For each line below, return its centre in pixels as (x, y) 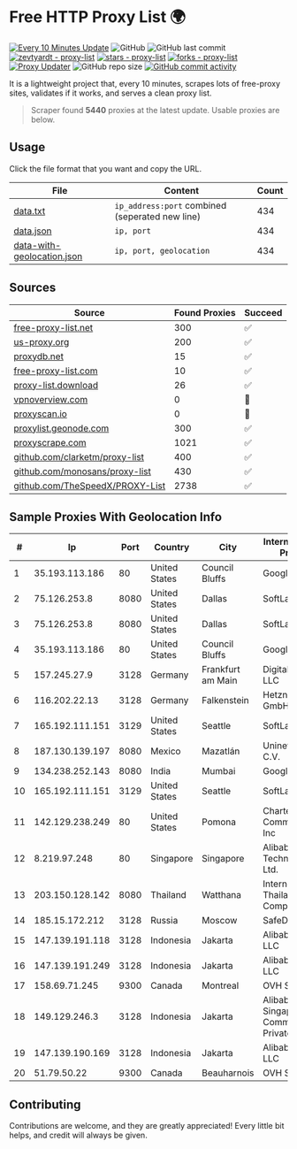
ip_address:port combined (171, 205)
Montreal (221, 985)
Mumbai (219, 771)
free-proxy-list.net (53, 327)
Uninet (277, 746)
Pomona (219, 822)
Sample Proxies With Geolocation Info (116, 517)
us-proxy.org (42, 341)
